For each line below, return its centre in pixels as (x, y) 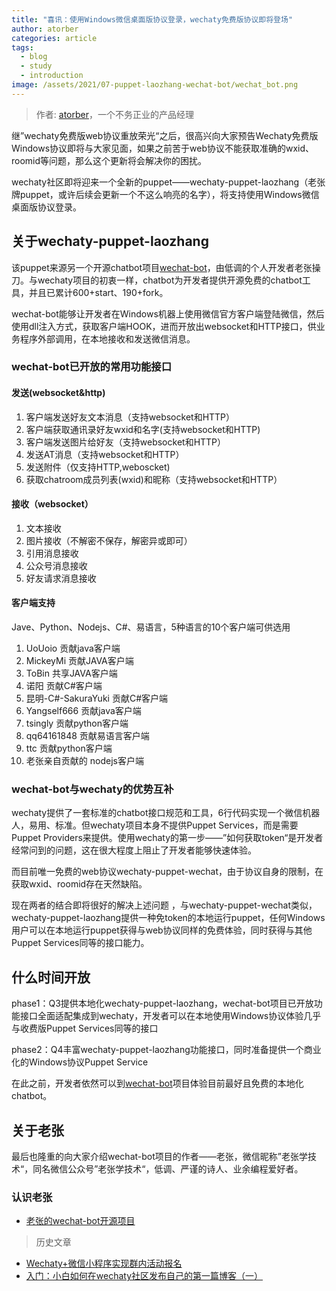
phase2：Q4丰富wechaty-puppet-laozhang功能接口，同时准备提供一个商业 (166, 1050)
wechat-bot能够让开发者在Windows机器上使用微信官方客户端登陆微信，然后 (168, 313)
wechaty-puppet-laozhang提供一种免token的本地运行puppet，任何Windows (168, 918)
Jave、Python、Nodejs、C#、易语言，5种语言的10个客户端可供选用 (151, 627)
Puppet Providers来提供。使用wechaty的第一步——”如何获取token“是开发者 (167, 838)
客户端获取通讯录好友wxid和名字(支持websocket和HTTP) (143, 429)
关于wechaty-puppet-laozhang (110, 241)
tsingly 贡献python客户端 (77, 723)
